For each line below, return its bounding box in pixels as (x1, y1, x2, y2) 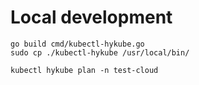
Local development (10, 6, 173, 29)
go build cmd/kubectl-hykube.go (10, 39, 145, 49)
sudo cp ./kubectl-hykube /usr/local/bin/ (10, 47, 190, 58)
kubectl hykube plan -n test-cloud (10, 65, 159, 75)
